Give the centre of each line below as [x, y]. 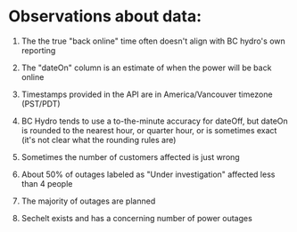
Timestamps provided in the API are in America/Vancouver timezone [147, 94]
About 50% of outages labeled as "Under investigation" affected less [148, 174]
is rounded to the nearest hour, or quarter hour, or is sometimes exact [149, 130]
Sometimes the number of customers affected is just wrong [130, 156]
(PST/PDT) [41, 103]
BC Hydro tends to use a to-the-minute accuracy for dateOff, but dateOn [155, 121]
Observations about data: [105, 16]
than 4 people [47, 183]
